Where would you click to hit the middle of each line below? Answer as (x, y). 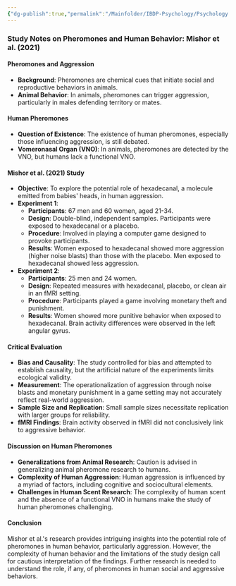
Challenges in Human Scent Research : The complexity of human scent (122, 492)
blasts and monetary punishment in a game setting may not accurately (119, 393)
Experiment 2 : (38, 271)
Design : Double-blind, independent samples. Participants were (119, 219)
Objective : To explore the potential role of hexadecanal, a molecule (115, 188)
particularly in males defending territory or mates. (89, 102)
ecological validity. (44, 377)
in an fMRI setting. (54, 293)
